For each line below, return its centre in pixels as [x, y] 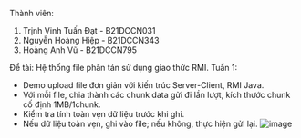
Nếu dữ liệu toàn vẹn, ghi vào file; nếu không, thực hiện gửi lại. [140, 123]
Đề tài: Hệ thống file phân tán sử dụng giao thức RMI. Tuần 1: [124, 68]
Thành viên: [32, 13]
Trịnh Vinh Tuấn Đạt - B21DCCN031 [89, 30]
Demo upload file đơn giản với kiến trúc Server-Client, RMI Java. [143, 85]
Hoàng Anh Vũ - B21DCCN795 [80, 50]
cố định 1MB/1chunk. [62, 104]
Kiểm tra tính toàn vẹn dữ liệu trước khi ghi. [104, 114]
